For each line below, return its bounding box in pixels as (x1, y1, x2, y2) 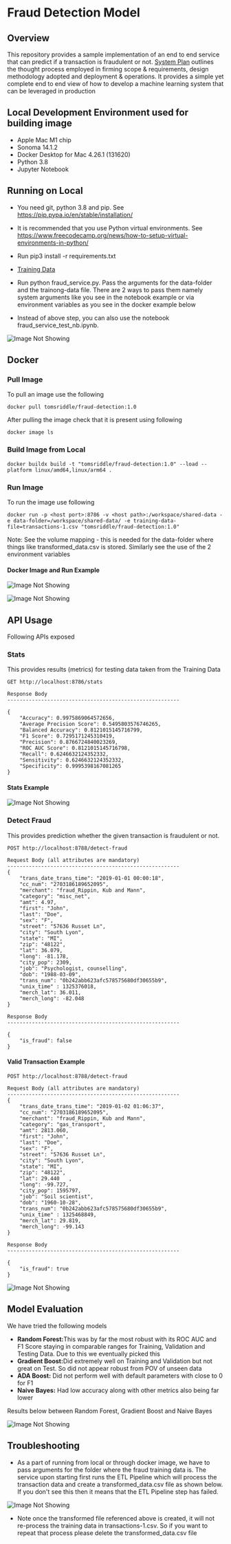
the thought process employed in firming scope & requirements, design (7, 65, 209, 73)
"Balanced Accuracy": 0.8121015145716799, (19, 727, 143, 734)
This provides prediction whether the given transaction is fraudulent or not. (7, 831, 220, 839)
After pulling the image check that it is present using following (7, 416, 182, 424)
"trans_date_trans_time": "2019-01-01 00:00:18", (19, 874, 165, 881)
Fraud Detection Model (7, 5, 141, 21)
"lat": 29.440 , (19, 1175, 72, 1182)
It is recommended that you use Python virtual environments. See (16, 223, 203, 232)
